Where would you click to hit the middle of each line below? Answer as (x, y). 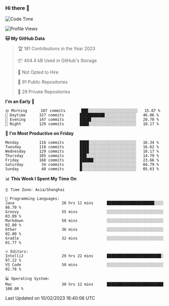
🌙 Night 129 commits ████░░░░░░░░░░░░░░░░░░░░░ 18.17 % (82, 124)
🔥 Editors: (17, 252)
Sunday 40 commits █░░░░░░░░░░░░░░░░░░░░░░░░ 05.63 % (82, 169)
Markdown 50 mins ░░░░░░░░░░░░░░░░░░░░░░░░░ (84, 221)
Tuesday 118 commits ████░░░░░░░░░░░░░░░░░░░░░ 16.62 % (82, 147)
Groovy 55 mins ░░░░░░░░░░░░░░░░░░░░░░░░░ (84, 212)
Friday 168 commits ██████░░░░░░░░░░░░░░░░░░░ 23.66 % (82, 160)
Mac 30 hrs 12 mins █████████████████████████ (84, 284)
